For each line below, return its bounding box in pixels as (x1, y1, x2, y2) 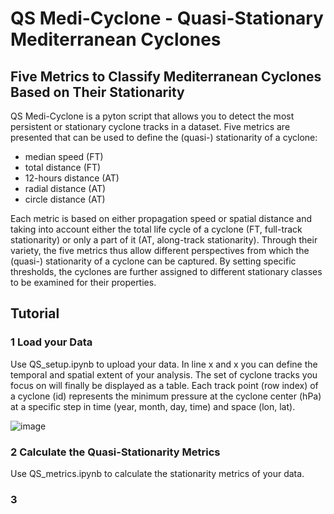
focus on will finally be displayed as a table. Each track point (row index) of (10, 379, 319, 391)
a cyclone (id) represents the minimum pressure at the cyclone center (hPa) (10, 390, 322, 402)
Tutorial (10, 305, 60, 322)
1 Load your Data (10, 335, 93, 349)
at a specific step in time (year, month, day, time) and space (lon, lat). (10, 400, 296, 412)
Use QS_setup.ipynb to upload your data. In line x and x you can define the (10, 358, 318, 370)
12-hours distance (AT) (24, 172, 120, 184)
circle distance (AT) (24, 193, 106, 205)
